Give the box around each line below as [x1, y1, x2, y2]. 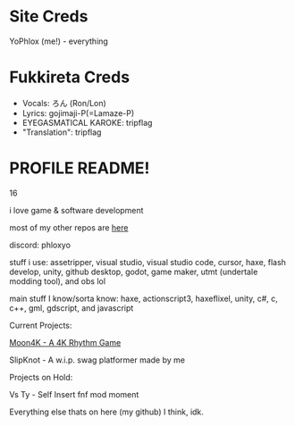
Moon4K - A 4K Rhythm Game [9, 337, 122, 347]
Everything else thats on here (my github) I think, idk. [9, 406, 204, 417]
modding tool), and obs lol [9, 275, 105, 287]
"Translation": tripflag [21, 127, 102, 138]
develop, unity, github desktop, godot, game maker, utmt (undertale [9, 266, 258, 277]
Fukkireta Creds [9, 67, 131, 88]
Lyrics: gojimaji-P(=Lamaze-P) [21, 107, 135, 118]
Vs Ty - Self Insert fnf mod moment [9, 388, 139, 399]
